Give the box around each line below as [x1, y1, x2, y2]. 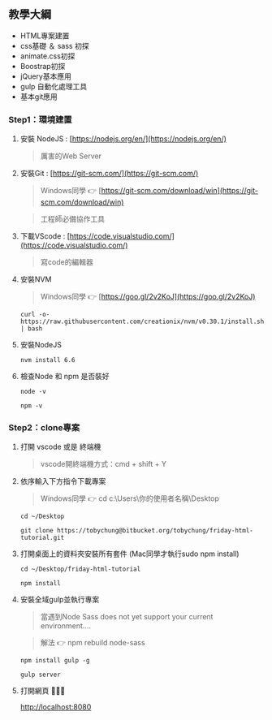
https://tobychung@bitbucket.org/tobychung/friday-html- [56, 527, 253, 535]
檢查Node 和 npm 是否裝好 [19, 372, 110, 382]
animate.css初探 [19, 51, 76, 61]
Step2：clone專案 [8, 422, 80, 433]
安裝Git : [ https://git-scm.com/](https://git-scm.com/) [19, 169, 199, 179]
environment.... [40, 621, 92, 631]
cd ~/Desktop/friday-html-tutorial [19, 565, 141, 574]
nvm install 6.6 [19, 356, 76, 364]
